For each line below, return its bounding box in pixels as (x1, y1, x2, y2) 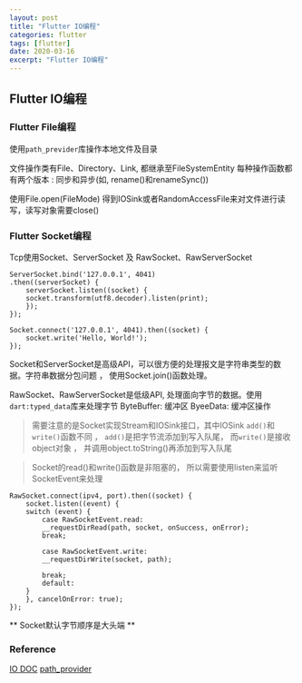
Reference (9, 642, 56, 655)
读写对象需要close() (24, 204, 100, 215)
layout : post (9, 13, 59, 23)
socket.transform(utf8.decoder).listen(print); (25, 293, 209, 302)
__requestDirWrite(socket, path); (42, 555, 172, 564)
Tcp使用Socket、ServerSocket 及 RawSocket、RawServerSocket (9, 252, 253, 262)
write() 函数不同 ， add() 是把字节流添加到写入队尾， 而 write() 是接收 (31, 431, 291, 441)
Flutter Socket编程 (9, 229, 93, 242)
